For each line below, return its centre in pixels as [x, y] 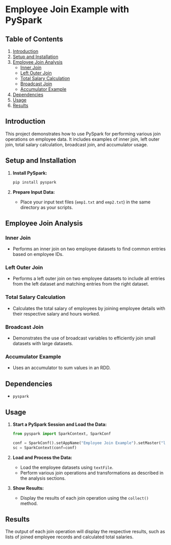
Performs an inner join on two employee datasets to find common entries [89, 249]
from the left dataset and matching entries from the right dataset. [81, 284]
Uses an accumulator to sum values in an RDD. [62, 368]
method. [29, 503]
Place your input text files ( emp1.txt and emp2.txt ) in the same [85, 202]
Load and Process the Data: [42, 457]
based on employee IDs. [38, 254]
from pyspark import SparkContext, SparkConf [62, 434]
